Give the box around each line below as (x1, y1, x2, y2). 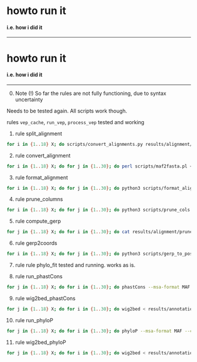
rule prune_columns (15, 196, 63, 203)
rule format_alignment (15, 174, 68, 181)
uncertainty (15, 95, 43, 103)
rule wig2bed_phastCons (15, 295, 75, 302)
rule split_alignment (15, 130, 63, 137)
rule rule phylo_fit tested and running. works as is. (15, 262, 136, 269)
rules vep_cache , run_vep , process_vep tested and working (6, 118, 145, 125)
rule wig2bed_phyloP (15, 339, 67, 346)
